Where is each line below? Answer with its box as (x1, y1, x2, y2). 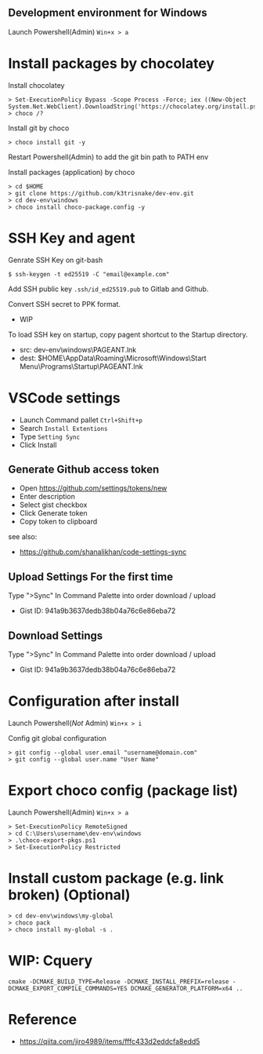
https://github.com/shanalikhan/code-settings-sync (19, 547, 187, 556)
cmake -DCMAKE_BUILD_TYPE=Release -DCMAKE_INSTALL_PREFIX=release (8, 977, 229, 986)
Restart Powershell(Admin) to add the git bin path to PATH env (8, 152, 209, 162)
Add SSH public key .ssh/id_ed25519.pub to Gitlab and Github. (8, 284, 209, 294)
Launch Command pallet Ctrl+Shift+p (19, 415, 143, 425)
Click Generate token (19, 509, 88, 518)
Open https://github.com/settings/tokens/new (19, 483, 168, 493)
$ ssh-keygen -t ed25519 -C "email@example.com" (8, 270, 170, 278)
